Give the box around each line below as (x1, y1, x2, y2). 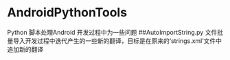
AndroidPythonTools (7, 5, 128, 20)
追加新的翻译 (7, 45, 43, 53)
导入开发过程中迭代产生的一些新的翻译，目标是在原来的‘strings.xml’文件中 (12, 36, 222, 45)
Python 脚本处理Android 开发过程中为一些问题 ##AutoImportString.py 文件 (7, 28, 218, 36)
